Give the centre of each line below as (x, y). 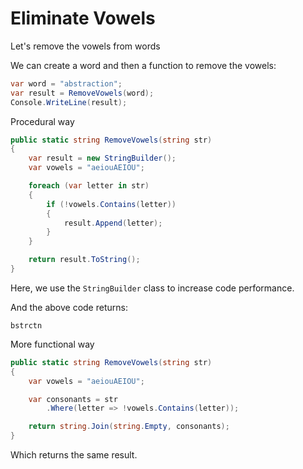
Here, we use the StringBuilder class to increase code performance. (152, 288)
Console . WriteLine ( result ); (69, 102)
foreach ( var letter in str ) (89, 186)
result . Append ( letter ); (113, 223)
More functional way (52, 344)
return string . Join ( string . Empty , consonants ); (129, 427)
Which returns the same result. (74, 455)
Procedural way (42, 121)
